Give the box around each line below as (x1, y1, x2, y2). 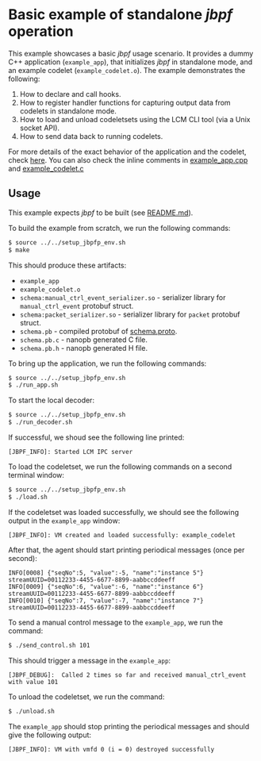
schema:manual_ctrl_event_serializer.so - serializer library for (19, 292, 226, 302)
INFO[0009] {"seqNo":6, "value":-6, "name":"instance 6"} (8, 582, 204, 590)
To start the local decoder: (8, 395, 95, 405)
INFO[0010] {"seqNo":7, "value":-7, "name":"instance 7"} (8, 597, 204, 605)
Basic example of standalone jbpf (8, 6, 233, 24)
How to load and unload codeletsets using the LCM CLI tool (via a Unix (19, 114, 251, 124)
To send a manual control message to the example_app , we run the (8, 617, 224, 627)
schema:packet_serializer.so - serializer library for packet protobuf (19, 309, 240, 319)
